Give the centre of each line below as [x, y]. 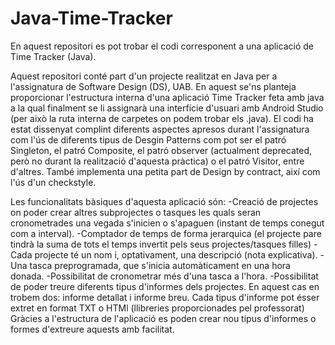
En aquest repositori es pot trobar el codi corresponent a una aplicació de [162, 46]
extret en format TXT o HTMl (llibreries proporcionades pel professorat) [157, 308]
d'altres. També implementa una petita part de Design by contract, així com [165, 171]
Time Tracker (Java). [53, 56]
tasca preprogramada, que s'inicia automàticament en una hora [160, 265]
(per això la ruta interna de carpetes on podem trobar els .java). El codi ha [162, 118]
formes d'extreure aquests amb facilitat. [92, 329]
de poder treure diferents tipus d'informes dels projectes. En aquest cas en [165, 286]
